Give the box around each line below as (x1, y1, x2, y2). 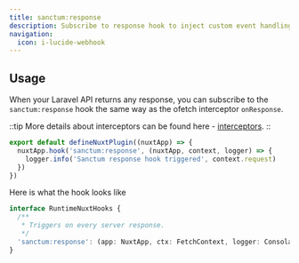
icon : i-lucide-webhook (17, 37, 105, 47)
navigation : (9, 29, 53, 38)
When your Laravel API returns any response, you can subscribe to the (9, 94, 269, 105)
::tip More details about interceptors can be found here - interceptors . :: (9, 121, 271, 131)
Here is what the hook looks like (9, 187, 126, 198)
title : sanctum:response (9, 12, 101, 22)
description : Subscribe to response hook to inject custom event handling (9, 21, 293, 30)
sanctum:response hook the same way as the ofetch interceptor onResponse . (9, 104, 284, 115)
